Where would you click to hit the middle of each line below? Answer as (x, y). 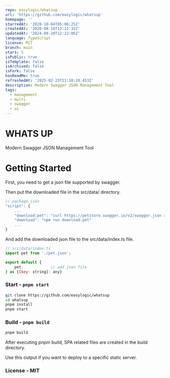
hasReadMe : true (22, 76)
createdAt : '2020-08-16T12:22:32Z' (43, 29)
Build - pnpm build (27, 322)
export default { (24, 262)
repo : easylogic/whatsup (31, 10)
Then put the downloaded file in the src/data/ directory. (63, 192)
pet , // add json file (51, 267)
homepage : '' (19, 19)
